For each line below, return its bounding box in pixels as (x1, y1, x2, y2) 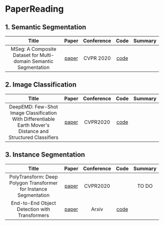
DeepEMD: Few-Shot (9, 103, 59, 110)
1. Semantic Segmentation (5, 23, 86, 31)
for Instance (20, 185, 47, 192)
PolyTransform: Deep (9, 173, 58, 180)
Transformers (18, 212, 49, 219)
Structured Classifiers (8, 134, 59, 140)
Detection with (17, 205, 50, 212)
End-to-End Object (11, 200, 56, 206)
